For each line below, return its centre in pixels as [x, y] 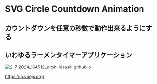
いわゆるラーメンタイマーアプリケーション [69, 55]
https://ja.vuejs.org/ [25, 77]
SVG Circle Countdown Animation [75, 9]
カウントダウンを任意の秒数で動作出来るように [75, 28]
